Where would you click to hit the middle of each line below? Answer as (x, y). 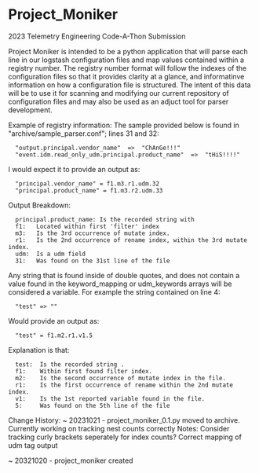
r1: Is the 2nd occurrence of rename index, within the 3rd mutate (131, 240)
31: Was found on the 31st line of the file (93, 261)
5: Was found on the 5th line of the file (93, 405)
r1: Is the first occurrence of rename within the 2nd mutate (124, 385)
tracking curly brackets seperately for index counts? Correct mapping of (125, 437)
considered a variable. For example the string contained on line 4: (114, 291)
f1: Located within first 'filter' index (87, 226)
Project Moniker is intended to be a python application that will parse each (128, 51)
